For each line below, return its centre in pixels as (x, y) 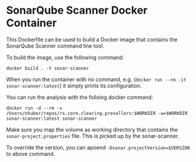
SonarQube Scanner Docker (77, 10)
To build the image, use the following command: (65, 57)
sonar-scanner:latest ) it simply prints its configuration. (74, 85)
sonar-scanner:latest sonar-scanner (52, 119)
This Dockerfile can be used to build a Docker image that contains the (92, 39)
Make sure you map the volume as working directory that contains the (92, 129)
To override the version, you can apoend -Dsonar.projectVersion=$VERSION (98, 147)
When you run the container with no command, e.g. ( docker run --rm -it (96, 79)
